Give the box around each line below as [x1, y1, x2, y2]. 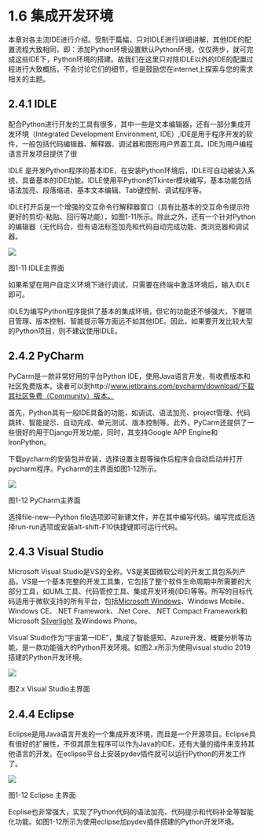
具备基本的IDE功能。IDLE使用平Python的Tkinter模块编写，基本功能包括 [21, 175, 252, 185]
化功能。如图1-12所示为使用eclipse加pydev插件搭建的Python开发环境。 [8, 817, 239, 827]
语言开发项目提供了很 [8, 149, 77, 158]
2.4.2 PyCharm [8, 350, 84, 363]
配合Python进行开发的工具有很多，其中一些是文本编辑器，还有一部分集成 [8, 119, 245, 128]
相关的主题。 [8, 74, 49, 83]
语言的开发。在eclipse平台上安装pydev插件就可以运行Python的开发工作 [14, 749, 246, 758]
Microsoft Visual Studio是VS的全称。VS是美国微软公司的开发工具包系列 [8, 567, 240, 576]
